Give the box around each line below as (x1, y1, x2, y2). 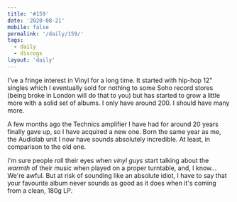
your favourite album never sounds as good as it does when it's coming (7, 179, 216, 187)
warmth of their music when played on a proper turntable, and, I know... (7, 164, 217, 172)
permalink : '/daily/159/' (7, 30, 84, 38)
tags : (7, 37, 23, 44)
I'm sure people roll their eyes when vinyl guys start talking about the (7, 156, 209, 164)
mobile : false (7, 23, 50, 30)
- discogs (13, 50, 43, 57)
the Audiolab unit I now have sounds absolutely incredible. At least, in (7, 135, 211, 143)
